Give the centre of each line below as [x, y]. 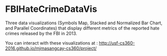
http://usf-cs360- [117, 43]
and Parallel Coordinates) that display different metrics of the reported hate [82, 28]
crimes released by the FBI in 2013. [41, 33]
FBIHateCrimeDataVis [51, 9]
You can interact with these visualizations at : [52, 43]
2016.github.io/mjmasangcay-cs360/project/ [51, 48]
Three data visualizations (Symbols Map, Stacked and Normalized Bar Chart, [84, 23]
